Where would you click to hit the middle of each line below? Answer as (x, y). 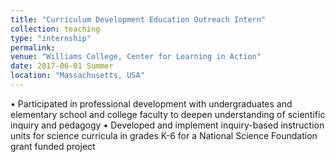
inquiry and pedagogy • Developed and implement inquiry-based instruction (167, 125)
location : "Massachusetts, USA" (77, 76)
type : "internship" (51, 38)
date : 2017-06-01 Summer (62, 66)
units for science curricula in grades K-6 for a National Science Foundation (164, 135)
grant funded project (53, 146)
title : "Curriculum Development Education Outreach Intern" (138, 19)
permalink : (33, 47)
